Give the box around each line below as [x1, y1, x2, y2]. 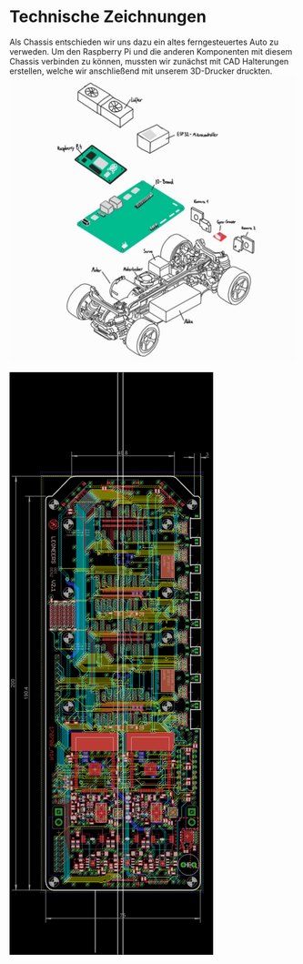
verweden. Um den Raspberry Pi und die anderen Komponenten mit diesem [9, 46, 293, 56]
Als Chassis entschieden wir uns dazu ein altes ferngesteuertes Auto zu [9, 36, 279, 47]
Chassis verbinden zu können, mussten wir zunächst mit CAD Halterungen [9, 56, 289, 66]
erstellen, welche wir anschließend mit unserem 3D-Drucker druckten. [9, 66, 273, 76]
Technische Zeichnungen [9, 6, 207, 27]
